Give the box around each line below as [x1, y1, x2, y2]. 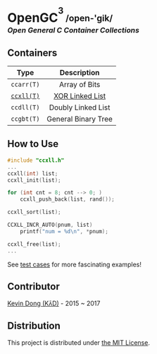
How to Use [7, 138, 59, 150]
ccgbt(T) [11, 115, 40, 123]
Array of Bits [58, 80, 101, 90]
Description [59, 68, 100, 78]
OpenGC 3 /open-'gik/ [7, 5, 113, 26]
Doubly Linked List [49, 102, 111, 112]
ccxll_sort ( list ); [7, 208, 61, 216]
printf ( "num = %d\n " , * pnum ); [20, 228, 109, 235]
